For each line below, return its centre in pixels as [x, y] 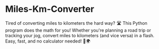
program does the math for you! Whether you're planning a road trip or [78, 30]
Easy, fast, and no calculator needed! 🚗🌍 [48, 41]
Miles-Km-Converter [50, 9]
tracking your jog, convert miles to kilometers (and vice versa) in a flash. [80, 35]
